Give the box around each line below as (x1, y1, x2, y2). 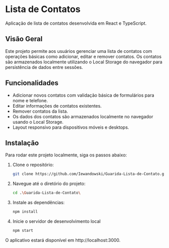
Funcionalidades (5, 79, 59, 88)
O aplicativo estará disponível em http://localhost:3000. (5, 237, 121, 243)
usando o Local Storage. (12, 119, 64, 125)
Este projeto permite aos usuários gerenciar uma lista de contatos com (5, 48, 152, 54)
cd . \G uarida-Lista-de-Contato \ (12, 190, 81, 196)
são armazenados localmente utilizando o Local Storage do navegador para (5, 59, 162, 65)
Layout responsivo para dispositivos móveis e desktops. (12, 124, 130, 130)
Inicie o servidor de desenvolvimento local (12, 218, 101, 224)
